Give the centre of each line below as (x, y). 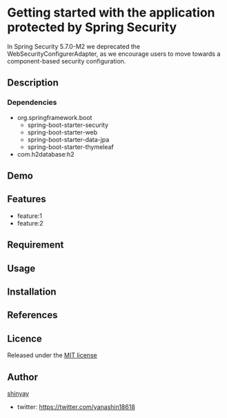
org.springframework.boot (55, 117)
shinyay (18, 394)
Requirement (36, 245)
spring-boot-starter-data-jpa (68, 139)
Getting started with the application (111, 13)
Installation (32, 292)
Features (27, 199)
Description (33, 83)
